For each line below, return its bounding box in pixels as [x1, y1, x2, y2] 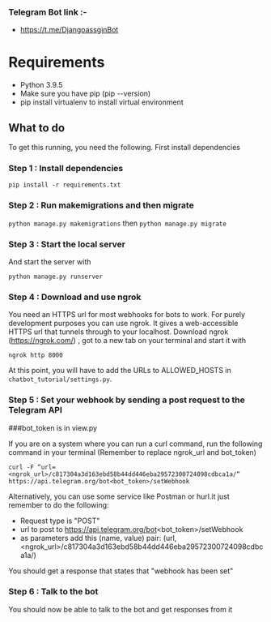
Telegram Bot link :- [8, 6, 87, 18]
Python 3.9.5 [19, 80, 63, 90]
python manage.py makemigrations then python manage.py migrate [8, 218, 227, 228]
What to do [8, 121, 66, 135]
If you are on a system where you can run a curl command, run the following [8, 439, 263, 448]
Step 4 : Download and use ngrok [8, 291, 142, 302]
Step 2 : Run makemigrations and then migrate [8, 199, 194, 211]
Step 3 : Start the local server [8, 238, 126, 250]
